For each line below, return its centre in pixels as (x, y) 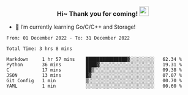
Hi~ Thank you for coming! (97, 13)
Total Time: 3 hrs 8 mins (39, 49)
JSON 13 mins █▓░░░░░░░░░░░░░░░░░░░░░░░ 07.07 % (94, 76)
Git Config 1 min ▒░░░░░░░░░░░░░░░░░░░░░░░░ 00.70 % (94, 81)
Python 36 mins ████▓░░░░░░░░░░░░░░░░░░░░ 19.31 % (94, 65)
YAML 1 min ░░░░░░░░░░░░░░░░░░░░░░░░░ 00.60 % (94, 86)
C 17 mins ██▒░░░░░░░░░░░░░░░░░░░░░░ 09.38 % (94, 70)
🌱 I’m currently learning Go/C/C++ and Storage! (75, 27)
